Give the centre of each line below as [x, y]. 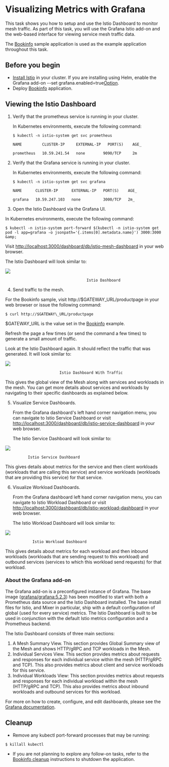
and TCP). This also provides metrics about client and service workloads [88, 665]
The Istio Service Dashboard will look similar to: [62, 438]
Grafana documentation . [31, 707]
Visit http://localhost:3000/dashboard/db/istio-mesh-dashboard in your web [84, 246]
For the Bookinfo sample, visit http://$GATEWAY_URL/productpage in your [82, 299]
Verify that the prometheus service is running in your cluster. [75, 116]
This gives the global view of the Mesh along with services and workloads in [84, 382]
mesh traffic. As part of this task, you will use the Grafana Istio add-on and [83, 28]
